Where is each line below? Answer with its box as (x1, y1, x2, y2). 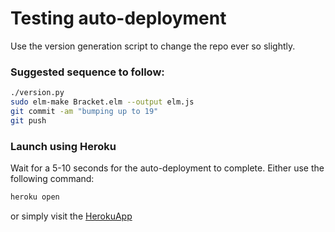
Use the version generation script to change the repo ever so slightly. (10, 40, 296, 52)
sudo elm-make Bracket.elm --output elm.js (10, 97, 195, 107)
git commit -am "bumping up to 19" (10, 106, 159, 116)
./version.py (10, 88, 65, 98)
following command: (10, 173, 95, 185)
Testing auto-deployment (10, 7, 227, 30)
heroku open (10, 192, 60, 202)
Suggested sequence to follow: (10, 65, 165, 79)
